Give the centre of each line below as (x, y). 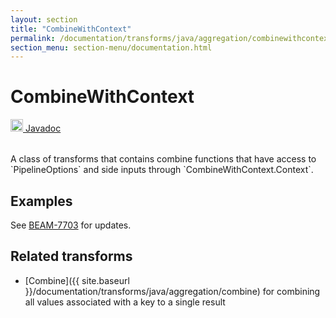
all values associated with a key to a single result (125, 302)
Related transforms (71, 256)
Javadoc (43, 128)
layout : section (44, 19)
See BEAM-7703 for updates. (71, 225)
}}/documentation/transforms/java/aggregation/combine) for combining (172, 291)
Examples (41, 201)
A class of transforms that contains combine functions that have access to (163, 159)
